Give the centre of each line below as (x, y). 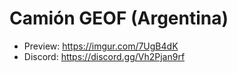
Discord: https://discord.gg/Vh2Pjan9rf (104, 56)
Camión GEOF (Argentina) (119, 18)
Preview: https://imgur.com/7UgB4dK (101, 46)
